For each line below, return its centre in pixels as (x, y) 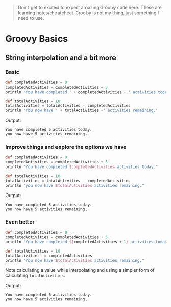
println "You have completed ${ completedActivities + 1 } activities (79, 242)
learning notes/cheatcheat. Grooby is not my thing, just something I (88, 13)
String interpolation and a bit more (61, 57)
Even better (20, 222)
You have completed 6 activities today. (49, 295)
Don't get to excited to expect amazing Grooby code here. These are (90, 7)
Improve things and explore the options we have (66, 147)
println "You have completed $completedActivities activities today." (82, 167)
